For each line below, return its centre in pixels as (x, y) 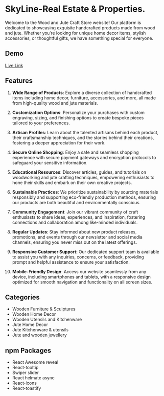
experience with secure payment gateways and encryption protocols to (84, 157)
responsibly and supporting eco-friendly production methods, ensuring (84, 197)
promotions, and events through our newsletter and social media (77, 237)
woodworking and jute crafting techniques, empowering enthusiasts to (83, 177)
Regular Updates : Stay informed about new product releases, (74, 232)
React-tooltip (25, 368)
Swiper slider (25, 373)
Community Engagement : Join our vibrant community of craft (75, 212)
